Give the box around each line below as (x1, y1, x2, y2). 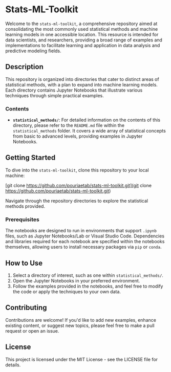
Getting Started (5, 154, 56, 162)
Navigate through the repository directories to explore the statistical (5, 198, 148, 204)
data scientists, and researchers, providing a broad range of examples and (5, 37, 163, 43)
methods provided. (5, 203, 45, 209)
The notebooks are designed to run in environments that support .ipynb (5, 228, 157, 234)
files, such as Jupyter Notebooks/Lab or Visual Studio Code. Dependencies (5, 233, 165, 239)
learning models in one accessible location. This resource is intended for (5, 31, 159, 37)
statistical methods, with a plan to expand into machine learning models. (5, 81, 158, 87)
